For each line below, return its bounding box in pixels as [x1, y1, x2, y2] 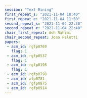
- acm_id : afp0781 [6, 76, 45, 81]
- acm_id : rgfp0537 [6, 53, 47, 58]
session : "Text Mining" [4, 7, 54, 12]
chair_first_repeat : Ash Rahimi [4, 30, 71, 35]
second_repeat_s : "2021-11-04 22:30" [4, 21, 83, 26]
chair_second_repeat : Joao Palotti [4, 35, 78, 40]
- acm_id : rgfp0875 [6, 81, 47, 86]
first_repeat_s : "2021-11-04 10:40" [4, 12, 80, 17]
